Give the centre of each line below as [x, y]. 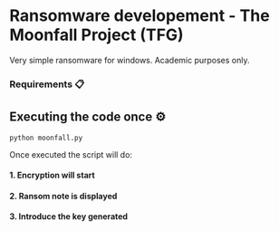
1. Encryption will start [52, 175]
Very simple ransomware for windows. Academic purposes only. [130, 60]
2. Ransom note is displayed [63, 196]
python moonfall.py [46, 138]
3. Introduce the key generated [69, 217]
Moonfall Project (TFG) [96, 35]
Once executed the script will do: [71, 154]
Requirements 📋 [47, 84]
